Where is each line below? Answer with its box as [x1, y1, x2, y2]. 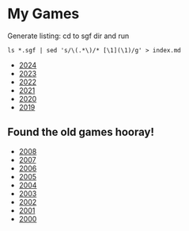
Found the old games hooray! [7, 125, 155, 139]
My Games [7, 5, 80, 23]
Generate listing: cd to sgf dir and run [7, 31, 130, 40]
